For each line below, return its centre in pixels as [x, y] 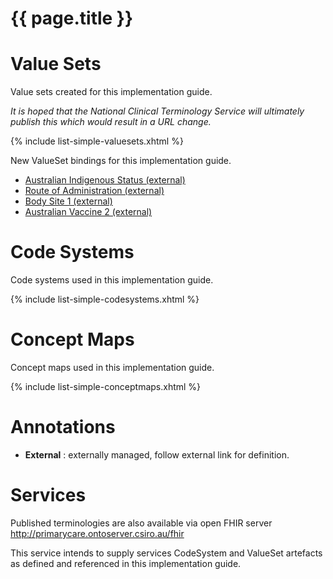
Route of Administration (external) [94, 191]
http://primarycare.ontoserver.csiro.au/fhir [97, 533]
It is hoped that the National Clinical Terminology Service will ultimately [157, 111]
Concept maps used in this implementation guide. [112, 367]
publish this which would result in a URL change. [111, 122]
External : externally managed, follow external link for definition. [157, 454]
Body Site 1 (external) [68, 201]
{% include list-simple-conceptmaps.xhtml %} [106, 386]
